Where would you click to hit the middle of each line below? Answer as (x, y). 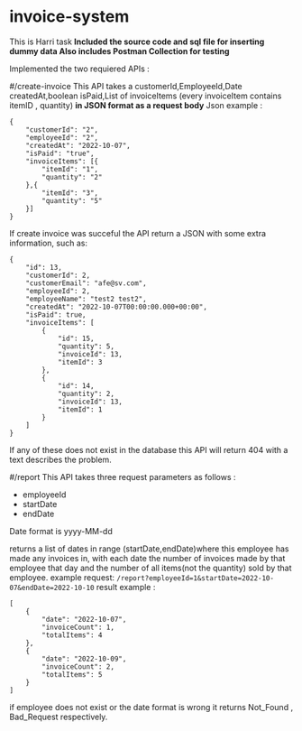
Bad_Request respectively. (59, 717)
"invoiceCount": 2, (78, 666)
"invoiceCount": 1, (78, 627)
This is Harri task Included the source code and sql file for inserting (137, 42)
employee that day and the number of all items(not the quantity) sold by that (151, 568)
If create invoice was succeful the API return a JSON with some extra (138, 233)
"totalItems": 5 (72, 674)
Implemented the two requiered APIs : (80, 69)
